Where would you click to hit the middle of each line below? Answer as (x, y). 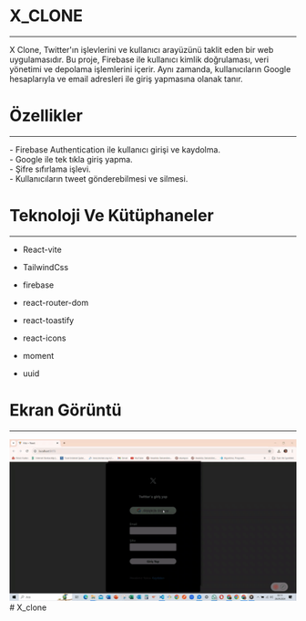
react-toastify (48, 320)
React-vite (42, 249)
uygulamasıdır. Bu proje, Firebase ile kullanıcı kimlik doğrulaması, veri (139, 59)
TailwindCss (46, 267)
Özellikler (46, 116)
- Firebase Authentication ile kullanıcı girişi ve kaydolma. (115, 149)
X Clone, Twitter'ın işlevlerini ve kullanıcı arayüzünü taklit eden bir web (142, 49)
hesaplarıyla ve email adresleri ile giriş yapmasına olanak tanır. (126, 79)
